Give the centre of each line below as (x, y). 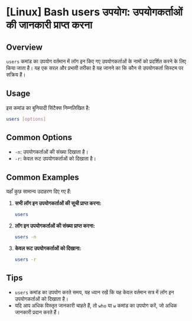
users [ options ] (26, 119)
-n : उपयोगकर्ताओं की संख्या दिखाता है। (51, 152)
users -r (25, 260)
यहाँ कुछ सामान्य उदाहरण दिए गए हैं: (39, 192)
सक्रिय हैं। (16, 74)
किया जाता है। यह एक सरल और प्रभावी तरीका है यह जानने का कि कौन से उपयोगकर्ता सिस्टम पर (95, 68)
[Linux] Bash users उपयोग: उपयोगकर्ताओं (95, 12)
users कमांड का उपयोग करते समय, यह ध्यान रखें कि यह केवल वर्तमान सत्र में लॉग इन (94, 292)
